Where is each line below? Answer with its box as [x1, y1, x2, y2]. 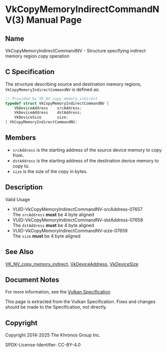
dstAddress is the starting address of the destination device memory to [12, 157, 159, 163]
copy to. [12, 163, 30, 169]
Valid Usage [5, 196, 30, 202]
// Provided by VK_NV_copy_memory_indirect [5, 96, 98, 101]
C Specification [5, 68, 55, 76]
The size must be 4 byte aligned [12, 233, 81, 239]
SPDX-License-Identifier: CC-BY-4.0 [5, 342, 81, 348]
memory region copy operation [5, 53, 69, 59]
